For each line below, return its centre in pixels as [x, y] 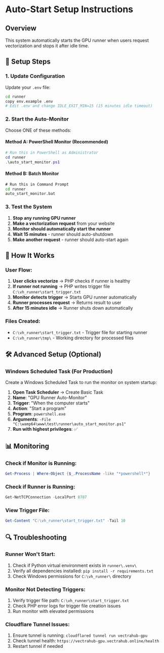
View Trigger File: [27, 510]
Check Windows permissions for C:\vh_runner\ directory [72, 576]
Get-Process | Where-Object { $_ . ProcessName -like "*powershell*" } [78, 473]
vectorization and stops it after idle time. [47, 46]
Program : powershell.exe [39, 414]
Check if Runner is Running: [40, 487]
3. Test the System [29, 207]
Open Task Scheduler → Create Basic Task [58, 392]
